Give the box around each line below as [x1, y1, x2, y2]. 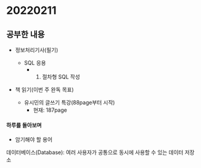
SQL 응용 [24, 59, 46, 66]
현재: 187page [33, 106, 68, 114]
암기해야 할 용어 [14, 136, 53, 143]
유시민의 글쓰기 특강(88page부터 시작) [24, 99, 115, 106]
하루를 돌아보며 [6, 121, 42, 129]
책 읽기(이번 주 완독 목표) [14, 86, 74, 93]
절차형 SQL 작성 [42, 73, 80, 80]
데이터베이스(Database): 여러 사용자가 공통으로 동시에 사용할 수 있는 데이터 [6, 149, 183, 156]
